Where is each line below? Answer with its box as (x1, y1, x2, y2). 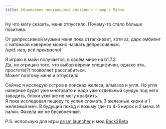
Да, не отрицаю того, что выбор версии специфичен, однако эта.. (5, 61, 147, 67)
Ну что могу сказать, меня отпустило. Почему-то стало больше (5, 21, 142, 27)
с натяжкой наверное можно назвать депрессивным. (5, 41, 120, 47)
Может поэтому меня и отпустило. (5, 72, 80, 78)
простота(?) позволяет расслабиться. (5, 67, 86, 73)
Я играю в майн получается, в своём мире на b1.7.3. (5, 56, 117, 62)
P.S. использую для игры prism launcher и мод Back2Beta (5, 118, 128, 124)
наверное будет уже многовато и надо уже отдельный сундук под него (5, 87, 159, 93)
